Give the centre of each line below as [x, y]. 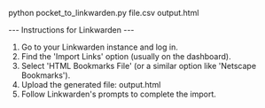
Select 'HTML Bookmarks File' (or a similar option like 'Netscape [139, 66]
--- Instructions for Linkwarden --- [71, 30]
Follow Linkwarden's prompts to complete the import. [118, 94]
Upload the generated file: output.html [91, 85]
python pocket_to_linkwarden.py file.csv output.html [104, 13]
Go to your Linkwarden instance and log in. [99, 47]
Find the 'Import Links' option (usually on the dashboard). [126, 56]
